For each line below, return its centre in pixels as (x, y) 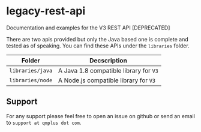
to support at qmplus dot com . (44, 122)
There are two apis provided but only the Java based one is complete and (97, 39)
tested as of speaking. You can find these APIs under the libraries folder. (98, 46)
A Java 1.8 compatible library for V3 (108, 70)
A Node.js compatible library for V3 (107, 80)
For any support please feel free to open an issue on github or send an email (100, 116)
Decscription (108, 60)
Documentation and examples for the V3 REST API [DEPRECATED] (88, 28)
